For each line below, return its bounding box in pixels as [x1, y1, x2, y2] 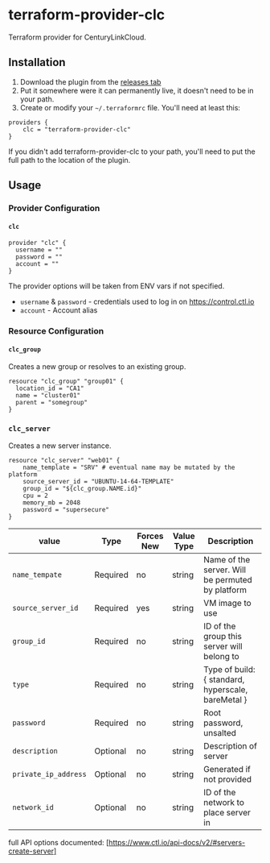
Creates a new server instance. [8, 441, 112, 450]
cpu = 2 [22, 492, 48, 500]
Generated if [203, 763, 251, 774]
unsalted [203, 727, 237, 738]
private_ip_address [12, 770, 87, 778]
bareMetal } [203, 694, 247, 705]
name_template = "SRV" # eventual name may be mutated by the [22, 463, 235, 471]
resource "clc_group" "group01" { [8, 377, 125, 386]
